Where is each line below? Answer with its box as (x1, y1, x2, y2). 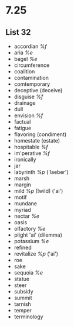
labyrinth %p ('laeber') (14, 169, 69, 175)
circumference (14, 62, 50, 69)
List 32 (5, 27, 31, 37)
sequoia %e (14, 269, 43, 276)
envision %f (14, 112, 43, 119)
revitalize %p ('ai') (14, 250, 59, 257)
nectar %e (14, 212, 39, 220)
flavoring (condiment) (14, 131, 67, 138)
